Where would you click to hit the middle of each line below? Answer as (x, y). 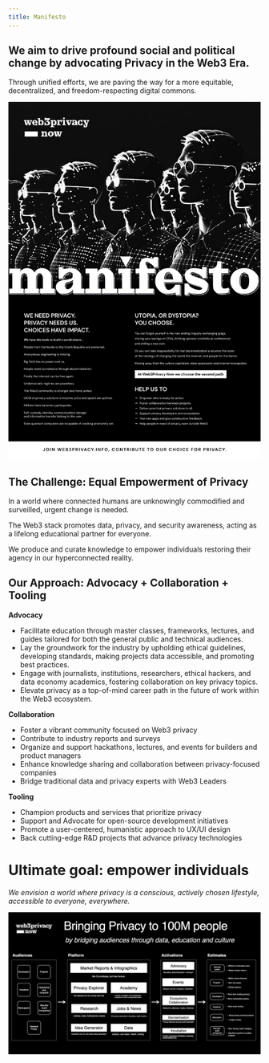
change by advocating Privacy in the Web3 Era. (129, 63)
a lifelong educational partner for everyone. (80, 534)
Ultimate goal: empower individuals (129, 870)
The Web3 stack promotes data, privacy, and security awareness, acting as (133, 525)
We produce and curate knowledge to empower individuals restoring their (130, 549)
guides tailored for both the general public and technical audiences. (132, 639)
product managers (50, 756)
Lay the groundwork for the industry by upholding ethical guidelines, (133, 647)
